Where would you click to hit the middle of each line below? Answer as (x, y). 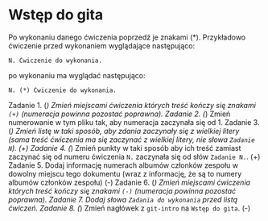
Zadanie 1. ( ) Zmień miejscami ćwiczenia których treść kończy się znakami (132, 105)
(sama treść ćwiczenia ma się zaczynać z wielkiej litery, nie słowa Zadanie (132, 140)
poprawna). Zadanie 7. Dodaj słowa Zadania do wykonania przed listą (123, 199)
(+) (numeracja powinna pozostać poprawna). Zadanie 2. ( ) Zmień (120, 114)
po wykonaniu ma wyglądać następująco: (77, 75)
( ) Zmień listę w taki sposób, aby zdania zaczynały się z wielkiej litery (124, 131)
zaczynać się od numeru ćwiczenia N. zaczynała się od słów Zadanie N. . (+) (134, 156)
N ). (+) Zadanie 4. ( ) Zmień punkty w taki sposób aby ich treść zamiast (125, 148)
